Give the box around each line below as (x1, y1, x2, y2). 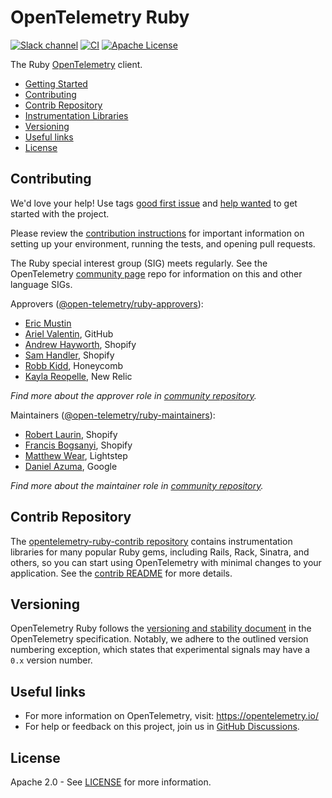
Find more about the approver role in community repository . (10, 389, 257, 401)
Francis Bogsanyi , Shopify (24, 439, 133, 451)
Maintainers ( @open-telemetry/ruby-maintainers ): (10, 409, 216, 421)
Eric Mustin (24, 317, 72, 329)
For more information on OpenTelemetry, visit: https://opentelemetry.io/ (24, 710, 319, 722)
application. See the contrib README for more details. (10, 567, 233, 579)
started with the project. (10, 207, 110, 220)
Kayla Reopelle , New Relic (24, 370, 133, 382)
